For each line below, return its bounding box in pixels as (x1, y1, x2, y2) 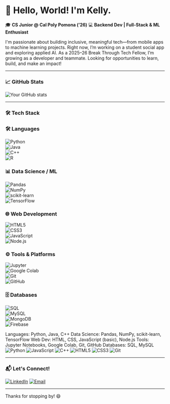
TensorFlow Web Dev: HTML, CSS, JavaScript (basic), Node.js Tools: (5, 336, 149, 343)
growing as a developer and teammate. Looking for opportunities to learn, (5, 55, 159, 61)
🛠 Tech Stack (5, 109, 40, 116)
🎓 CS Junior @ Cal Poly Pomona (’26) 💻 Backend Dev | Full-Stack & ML (5, 21, 160, 27)
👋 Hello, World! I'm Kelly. (5, 5, 111, 16)
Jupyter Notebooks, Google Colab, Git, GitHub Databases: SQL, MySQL (5, 341, 154, 348)
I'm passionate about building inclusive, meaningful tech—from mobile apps (5, 39, 163, 45)
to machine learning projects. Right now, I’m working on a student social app (5, 44, 164, 50)
